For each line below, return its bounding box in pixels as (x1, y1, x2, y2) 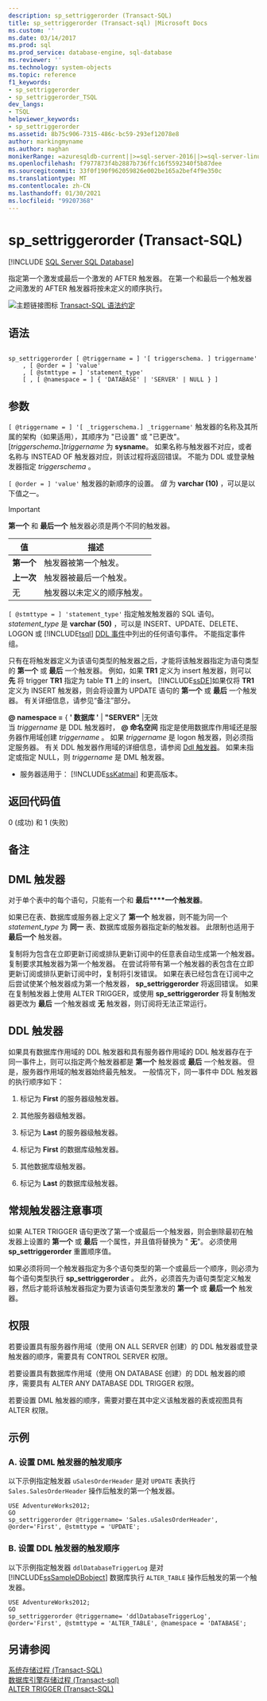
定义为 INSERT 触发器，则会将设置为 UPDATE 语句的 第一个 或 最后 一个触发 (8, 686, 257, 695)
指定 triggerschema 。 (21, 462, 95, 471)
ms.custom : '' (8, 26, 56, 34)
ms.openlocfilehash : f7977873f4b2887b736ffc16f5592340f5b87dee (8, 160, 222, 168)
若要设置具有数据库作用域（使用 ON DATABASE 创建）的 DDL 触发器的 (8, 1368, 238, 1378)
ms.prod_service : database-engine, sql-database (8, 49, 172, 57)
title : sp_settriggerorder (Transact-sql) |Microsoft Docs (8, 19, 208, 27)
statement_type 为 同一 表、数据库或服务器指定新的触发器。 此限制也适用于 (8, 922, 255, 932)
